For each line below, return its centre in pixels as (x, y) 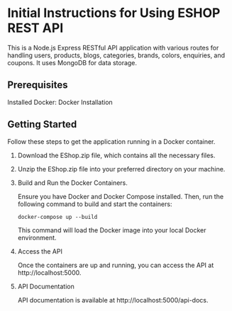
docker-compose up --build (57, 217)
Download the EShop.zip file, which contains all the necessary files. (116, 155)
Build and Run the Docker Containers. (72, 183)
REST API (35, 28)
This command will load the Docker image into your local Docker (112, 230)
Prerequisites (38, 85)
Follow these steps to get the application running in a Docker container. (111, 141)
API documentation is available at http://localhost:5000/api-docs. (113, 300)
